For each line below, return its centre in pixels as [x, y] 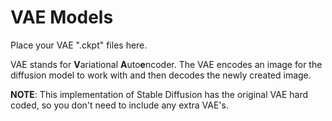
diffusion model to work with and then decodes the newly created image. [161, 75]
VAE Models [62, 17]
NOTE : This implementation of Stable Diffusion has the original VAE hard [159, 94]
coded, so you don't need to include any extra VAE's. [119, 105]
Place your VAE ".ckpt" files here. [79, 45]
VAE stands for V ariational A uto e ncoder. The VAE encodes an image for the [166, 64]
